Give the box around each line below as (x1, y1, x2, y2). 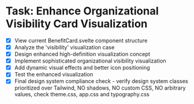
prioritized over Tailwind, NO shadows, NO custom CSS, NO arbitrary (14, 84, 186, 91)
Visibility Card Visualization (5, 17, 148, 31)
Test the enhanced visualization (14, 71, 94, 78)
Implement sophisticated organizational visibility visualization (14, 57, 166, 64)
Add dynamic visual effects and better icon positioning (14, 64, 150, 72)
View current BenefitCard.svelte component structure (14, 37, 148, 44)
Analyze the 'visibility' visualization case (14, 44, 115, 50)
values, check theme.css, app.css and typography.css (14, 91, 150, 98)
